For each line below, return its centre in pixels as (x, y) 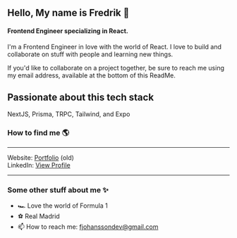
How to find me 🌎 (38, 133)
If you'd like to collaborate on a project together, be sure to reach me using (116, 68)
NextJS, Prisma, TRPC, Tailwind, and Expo (69, 114)
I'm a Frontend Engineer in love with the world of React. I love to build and (115, 46)
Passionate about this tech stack (80, 97)
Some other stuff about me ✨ (58, 189)
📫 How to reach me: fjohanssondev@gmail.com (88, 227)
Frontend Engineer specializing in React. (68, 31)
